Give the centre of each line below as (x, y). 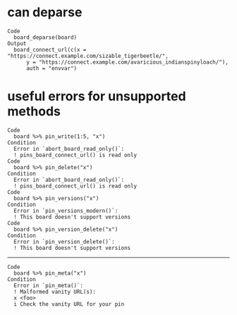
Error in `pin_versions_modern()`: (66, 211)
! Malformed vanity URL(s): (55, 292)
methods (34, 111)
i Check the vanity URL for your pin (69, 304)
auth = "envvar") (51, 68)
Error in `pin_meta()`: (48, 285)
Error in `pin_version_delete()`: (64, 241)
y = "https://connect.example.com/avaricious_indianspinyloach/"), (127, 62)
